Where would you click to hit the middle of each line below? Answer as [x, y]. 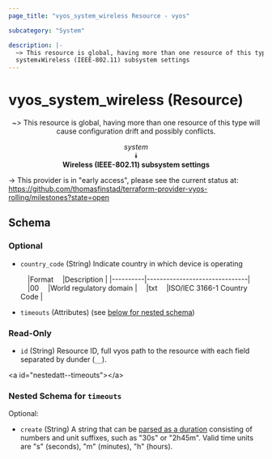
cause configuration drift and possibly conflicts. [136, 131]
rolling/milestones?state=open [59, 198]
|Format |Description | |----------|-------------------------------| [139, 279]
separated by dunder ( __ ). [63, 359]
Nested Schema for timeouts [65, 396]
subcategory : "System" [47, 30]
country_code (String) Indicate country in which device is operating [131, 263]
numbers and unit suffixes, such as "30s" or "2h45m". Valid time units [136, 438]
